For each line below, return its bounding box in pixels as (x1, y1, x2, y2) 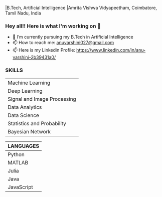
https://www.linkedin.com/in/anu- (76, 47, 146, 53)
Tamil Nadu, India (5, 10, 41, 16)
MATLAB (8, 159, 29, 166)
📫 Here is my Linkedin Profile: (12, 47, 75, 53)
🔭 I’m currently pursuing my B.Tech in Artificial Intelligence (12, 34, 134, 40)
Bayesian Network (8, 128, 51, 135)
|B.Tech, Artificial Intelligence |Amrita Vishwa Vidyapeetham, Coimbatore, (5, 5, 157, 11)
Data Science (8, 112, 39, 119)
